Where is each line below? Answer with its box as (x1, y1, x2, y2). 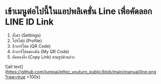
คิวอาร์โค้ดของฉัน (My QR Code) (12, 48, 69, 54)
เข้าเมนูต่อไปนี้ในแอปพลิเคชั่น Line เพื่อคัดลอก (5, 6, 152, 17)
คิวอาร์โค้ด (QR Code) (12, 43, 51, 49)
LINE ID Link (5, 16, 54, 28)
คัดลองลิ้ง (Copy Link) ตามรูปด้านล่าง (12, 54, 75, 60)
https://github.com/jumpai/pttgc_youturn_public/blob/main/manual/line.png (6, 69, 156, 74)
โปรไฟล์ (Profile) (12, 38, 42, 43)
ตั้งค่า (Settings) (12, 32, 41, 38)
